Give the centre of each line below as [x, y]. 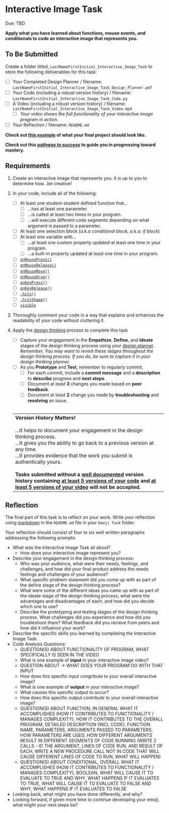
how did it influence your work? [53, 628]
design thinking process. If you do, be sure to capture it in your [85, 356]
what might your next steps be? [45, 805]
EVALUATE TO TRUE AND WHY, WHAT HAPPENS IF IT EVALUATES [90, 778]
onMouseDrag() [35, 277]
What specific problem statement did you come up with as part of [88, 580]
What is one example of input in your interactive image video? [84, 660]
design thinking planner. [45, 362]
